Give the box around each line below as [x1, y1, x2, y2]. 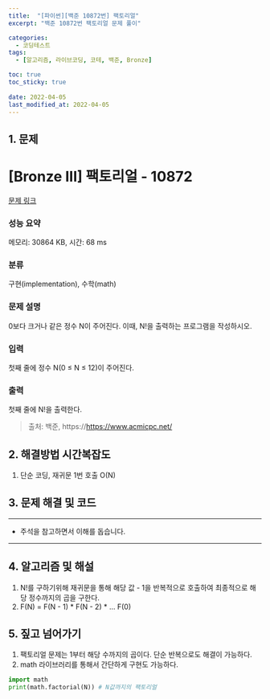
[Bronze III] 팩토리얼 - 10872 [8, 167, 193, 186]
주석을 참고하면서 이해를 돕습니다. [19, 526, 126, 536]
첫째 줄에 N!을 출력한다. [8, 405, 83, 415]
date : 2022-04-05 [8, 93, 67, 101]
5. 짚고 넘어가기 [8, 627, 82, 641]
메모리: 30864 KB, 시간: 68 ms [8, 238, 107, 247]
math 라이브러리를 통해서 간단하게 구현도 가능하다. [19, 660, 179, 669]
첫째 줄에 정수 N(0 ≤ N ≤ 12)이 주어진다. [8, 362, 135, 372]
